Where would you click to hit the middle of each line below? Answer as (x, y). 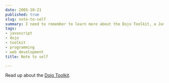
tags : (11, 29)
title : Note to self (27, 57)
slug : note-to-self (26, 19)
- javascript (19, 33)
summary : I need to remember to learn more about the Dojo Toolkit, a (81, 24)
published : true (22, 15)
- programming (20, 47)
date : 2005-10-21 (23, 10)
